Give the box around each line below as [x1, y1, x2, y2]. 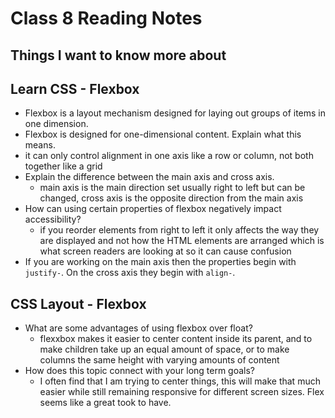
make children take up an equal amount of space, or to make [39, 343, 290, 356]
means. [24, 139, 56, 151]
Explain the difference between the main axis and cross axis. [24, 171, 275, 183]
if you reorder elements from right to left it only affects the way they [39, 224, 320, 236]
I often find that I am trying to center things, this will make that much [39, 375, 321, 387]
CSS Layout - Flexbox [10, 295, 147, 312]
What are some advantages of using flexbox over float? [24, 322, 253, 334]
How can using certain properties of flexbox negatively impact [24, 203, 282, 215]
